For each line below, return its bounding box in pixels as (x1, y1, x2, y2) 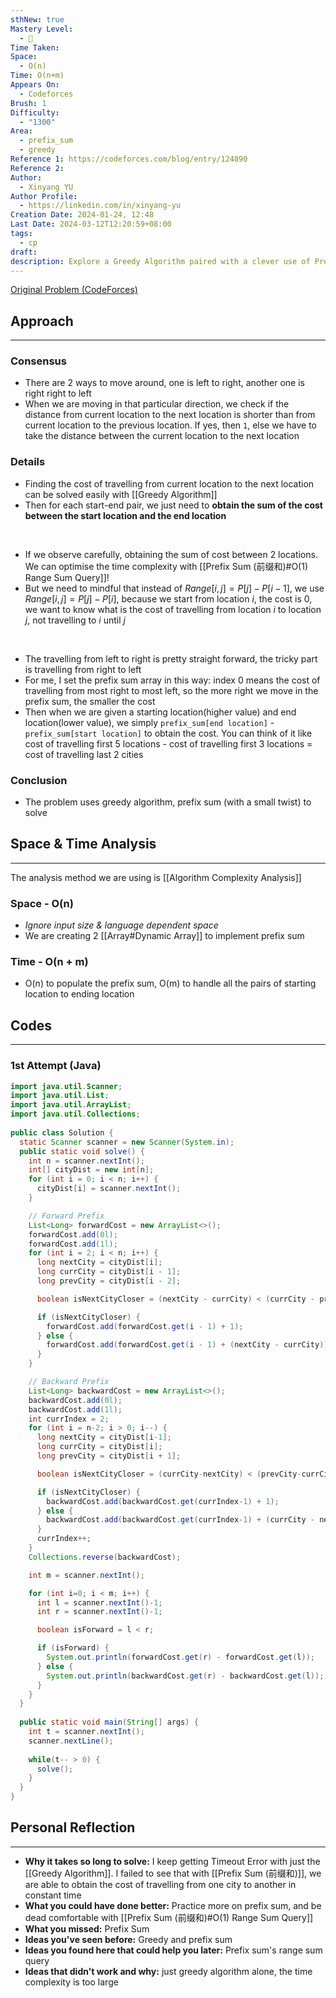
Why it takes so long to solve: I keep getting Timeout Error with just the (24, 1855, 321, 1867)
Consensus (10, 354, 67, 368)
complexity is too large (24, 1976, 119, 1988)
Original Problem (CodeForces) (10, 284, 138, 296)
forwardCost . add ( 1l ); (28, 1239, 118, 1249)
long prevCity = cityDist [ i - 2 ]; (36, 1276, 182, 1286)
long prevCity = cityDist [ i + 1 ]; (36, 1451, 182, 1461)
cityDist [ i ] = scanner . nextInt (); (36, 1184, 182, 1194)
